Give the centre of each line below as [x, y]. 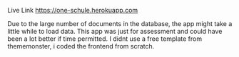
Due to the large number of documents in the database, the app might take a [120, 24]
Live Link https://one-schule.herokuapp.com [73, 10]
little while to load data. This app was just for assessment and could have [115, 31]
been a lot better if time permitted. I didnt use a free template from [105, 39]
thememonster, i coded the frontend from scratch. [81, 46]
